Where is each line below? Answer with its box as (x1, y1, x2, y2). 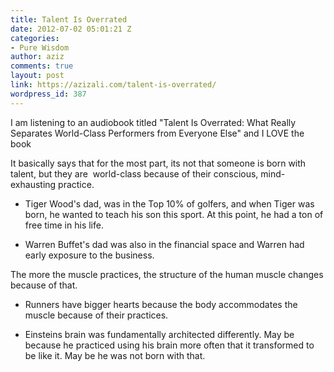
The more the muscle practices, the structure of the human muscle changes (10, 268, 324, 280)
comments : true (10, 61, 74, 71)
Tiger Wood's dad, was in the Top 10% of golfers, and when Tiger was (24, 197, 315, 210)
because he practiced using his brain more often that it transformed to (24, 339, 315, 351)
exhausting (10, 178, 57, 190)
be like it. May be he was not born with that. (24, 349, 206, 361)
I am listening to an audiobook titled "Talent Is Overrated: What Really (10, 116, 297, 128)
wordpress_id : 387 (10, 89, 87, 99)
